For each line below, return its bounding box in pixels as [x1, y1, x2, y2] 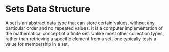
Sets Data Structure [5, 3, 91, 15]
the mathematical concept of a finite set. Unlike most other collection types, [5, 30, 164, 36]
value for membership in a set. [5, 41, 69, 47]
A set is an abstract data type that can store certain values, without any [5, 20, 155, 26]
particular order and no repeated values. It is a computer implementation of [5, 25, 163, 31]
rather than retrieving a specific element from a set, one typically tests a [5, 36, 157, 42]
